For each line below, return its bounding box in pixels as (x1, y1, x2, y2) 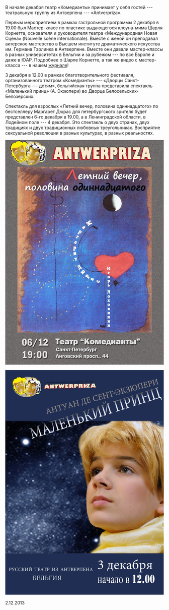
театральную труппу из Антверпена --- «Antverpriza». (5, 10, 122, 16)
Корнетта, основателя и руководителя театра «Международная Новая (5, 30, 157, 36)
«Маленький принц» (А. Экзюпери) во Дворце (5, 88, 105, 94)
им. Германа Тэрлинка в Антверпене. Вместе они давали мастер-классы (5, 46, 163, 52)
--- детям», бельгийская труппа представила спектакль (32, 83, 153, 89)
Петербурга (5, 83, 31, 89)
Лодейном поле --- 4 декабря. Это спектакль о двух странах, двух (5, 119, 150, 125)
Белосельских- (106, 88, 139, 94)
